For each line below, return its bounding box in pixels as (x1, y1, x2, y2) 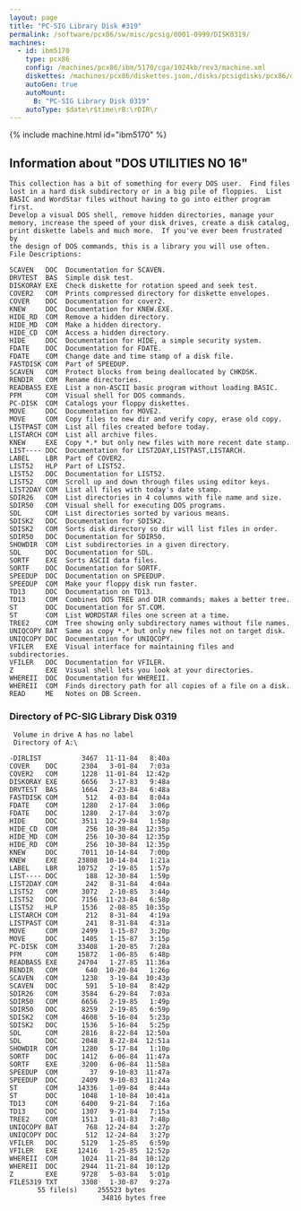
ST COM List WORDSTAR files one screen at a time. (9, 611, 230, 620)
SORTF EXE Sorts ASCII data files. (9, 556, 159, 565)
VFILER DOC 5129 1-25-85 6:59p (9, 1138, 170, 1148)
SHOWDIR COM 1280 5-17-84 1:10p (9, 1044, 170, 1054)
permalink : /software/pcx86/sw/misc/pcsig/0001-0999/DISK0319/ (9, 30, 251, 39)
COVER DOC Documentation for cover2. (9, 297, 167, 306)
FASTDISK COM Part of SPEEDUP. (9, 360, 130, 369)
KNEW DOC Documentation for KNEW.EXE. (9, 305, 175, 314)
